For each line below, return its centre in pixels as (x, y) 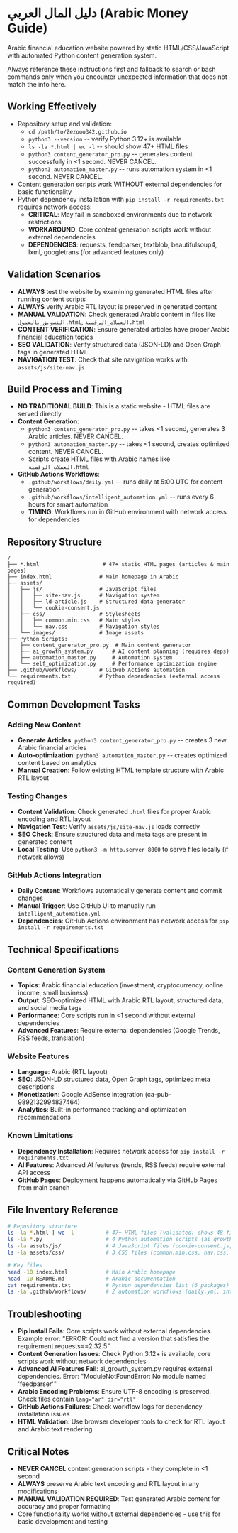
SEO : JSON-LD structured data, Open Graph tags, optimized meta (114, 1079)
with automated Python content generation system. (82, 55)
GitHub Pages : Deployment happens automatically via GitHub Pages (118, 1180)
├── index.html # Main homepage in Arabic (93, 577)
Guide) (28, 28)
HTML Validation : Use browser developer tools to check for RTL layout (121, 1421)
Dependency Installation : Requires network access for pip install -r (121, 1151)
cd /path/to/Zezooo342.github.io (78, 132)
